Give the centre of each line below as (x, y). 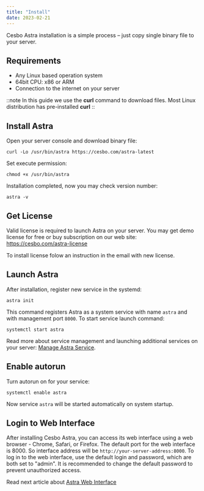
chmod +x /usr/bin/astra (38, 175)
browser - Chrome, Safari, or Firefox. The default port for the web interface (101, 445)
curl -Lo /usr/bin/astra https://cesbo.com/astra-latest (80, 152)
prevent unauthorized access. (44, 470)
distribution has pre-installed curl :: (51, 107)
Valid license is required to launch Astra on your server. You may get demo (100, 231)
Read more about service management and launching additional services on (102, 341)
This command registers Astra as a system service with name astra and (97, 312)
